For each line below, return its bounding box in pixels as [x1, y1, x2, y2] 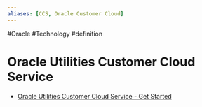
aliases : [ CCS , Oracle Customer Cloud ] [7, 10, 124, 17]
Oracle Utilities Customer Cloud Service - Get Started [17, 92, 172, 100]
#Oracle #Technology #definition [7, 29, 103, 38]
